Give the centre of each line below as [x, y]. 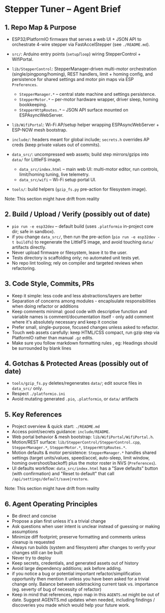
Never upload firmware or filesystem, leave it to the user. [70, 252]
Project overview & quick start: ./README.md [56, 426]
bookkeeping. [33, 104]
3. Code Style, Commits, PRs [49, 284]
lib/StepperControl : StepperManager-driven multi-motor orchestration [84, 69]
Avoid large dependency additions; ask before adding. [67, 569]
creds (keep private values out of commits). [56, 145]
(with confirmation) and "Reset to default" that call [63, 474]
